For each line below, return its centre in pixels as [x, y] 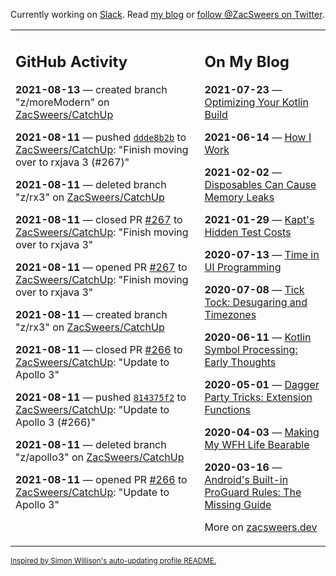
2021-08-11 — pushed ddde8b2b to [101, 137]
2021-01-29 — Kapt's [259, 219]
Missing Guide [238, 504]
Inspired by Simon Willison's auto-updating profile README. [113, 560]
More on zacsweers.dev [261, 527]
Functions [227, 409]
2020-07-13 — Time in [262, 254]
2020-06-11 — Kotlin [258, 337]
